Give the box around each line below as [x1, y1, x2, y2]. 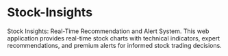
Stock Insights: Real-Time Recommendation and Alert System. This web [7, 27, 210, 35]
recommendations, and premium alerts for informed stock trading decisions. [7, 41, 223, 49]
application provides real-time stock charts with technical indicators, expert [7, 34, 220, 42]
